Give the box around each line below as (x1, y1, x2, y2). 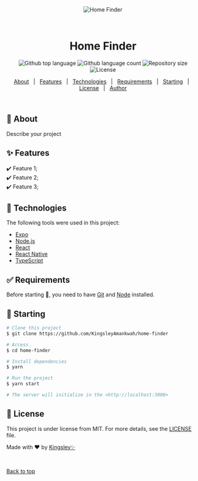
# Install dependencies (6, 358, 67, 365)
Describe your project (6, 130, 61, 137)
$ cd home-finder (6, 347, 51, 354)
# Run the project (6, 375, 53, 381)
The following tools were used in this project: (6, 219, 120, 226)
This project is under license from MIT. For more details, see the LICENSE (6, 425, 192, 432)
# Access (6, 341, 29, 348)
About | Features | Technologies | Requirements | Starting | (13, 78, 189, 85)
